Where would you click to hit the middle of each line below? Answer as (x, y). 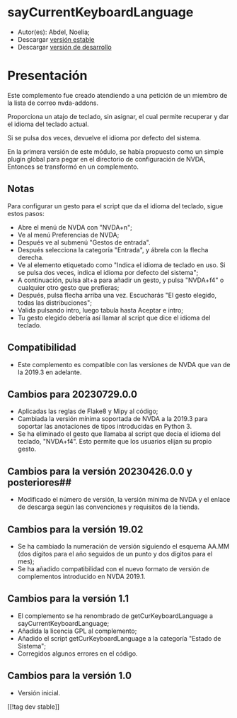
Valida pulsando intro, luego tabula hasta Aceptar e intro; (100, 310)
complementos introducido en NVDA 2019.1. (81, 576)
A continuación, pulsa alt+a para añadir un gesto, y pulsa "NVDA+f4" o (121, 280)
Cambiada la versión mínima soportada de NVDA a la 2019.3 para (112, 419)
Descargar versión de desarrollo (64, 47)
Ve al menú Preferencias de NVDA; (68, 235)
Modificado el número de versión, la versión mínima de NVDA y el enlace (124, 500)
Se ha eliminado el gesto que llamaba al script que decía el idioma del (119, 434)
